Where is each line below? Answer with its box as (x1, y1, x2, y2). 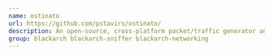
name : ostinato (8, 11, 60, 20)
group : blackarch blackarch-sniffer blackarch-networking (8, 34, 209, 43)
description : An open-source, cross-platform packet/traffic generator (8, 27, 256, 35)
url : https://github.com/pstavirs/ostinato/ (8, 19, 162, 27)
